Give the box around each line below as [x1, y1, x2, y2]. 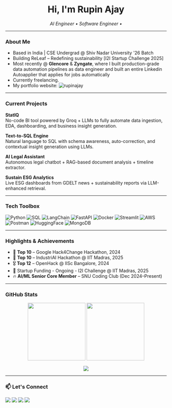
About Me [5, 38, 31, 45]
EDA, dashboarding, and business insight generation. [5, 123, 117, 129]
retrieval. [27, 185, 47, 191]
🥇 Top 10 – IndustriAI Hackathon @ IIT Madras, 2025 [12, 255, 124, 261]
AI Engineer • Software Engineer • [50, 21, 122, 27]
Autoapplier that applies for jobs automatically [12, 72, 110, 78]
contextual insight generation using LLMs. [5, 144, 94, 150]
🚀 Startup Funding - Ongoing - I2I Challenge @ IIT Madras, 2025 [12, 268, 149, 274]
